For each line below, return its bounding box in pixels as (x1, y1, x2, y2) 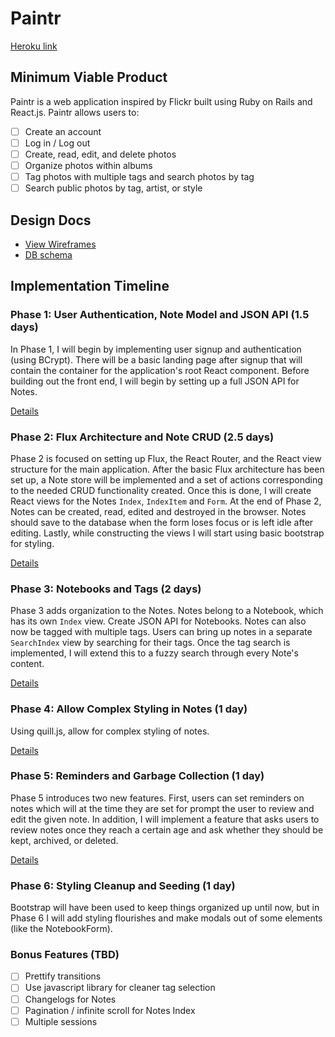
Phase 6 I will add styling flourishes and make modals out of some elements (10, 912, 323, 924)
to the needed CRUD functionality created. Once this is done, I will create (10, 484, 312, 496)
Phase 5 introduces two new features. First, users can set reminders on (10, 792, 305, 804)
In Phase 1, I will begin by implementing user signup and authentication (10, 343, 302, 355)
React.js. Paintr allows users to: (10, 106, 140, 118)
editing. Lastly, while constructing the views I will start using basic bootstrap (10, 527, 325, 539)
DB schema (24, 248, 73, 261)
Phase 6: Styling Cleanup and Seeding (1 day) (10, 878, 236, 892)
